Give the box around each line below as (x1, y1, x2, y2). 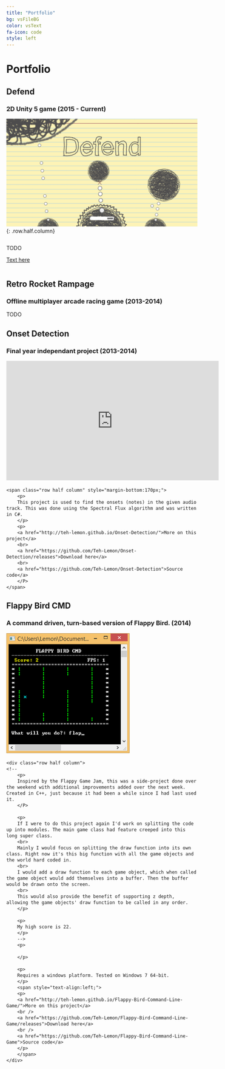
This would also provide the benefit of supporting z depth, (17, 893, 175, 900)
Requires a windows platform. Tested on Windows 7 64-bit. (17, 972, 170, 979)
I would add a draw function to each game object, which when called (17, 869, 197, 875)
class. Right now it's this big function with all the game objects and (6, 850, 194, 857)
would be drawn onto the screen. (6, 881, 91, 887)
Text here (6, 256, 30, 263)
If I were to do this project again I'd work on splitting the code (17, 820, 194, 827)
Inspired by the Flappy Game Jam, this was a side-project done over (17, 778, 197, 784)
